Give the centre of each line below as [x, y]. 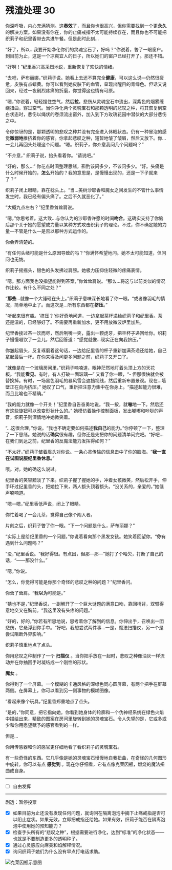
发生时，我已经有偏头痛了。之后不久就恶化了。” [55, 196]
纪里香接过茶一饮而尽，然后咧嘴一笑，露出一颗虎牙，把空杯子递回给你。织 [84, 333]
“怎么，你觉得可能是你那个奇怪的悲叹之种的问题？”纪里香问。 [70, 582]
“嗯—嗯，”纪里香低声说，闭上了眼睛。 [44, 504]
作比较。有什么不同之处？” [33, 287]
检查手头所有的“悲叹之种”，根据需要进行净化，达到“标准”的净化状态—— [89, 833]
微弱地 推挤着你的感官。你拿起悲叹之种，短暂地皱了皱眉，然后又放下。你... [88, 138]
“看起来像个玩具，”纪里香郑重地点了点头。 [49, 701]
